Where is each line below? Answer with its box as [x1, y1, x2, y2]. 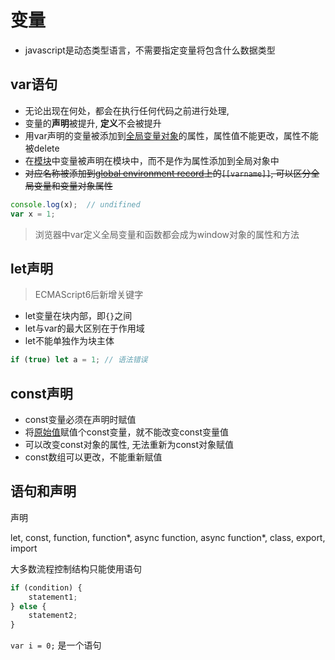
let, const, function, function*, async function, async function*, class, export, [10, 531, 326, 543]
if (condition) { [10, 582, 83, 593]
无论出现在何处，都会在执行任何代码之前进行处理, [24, 104, 230, 116]
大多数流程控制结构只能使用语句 [10, 562, 142, 575]
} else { [10, 601, 47, 611]
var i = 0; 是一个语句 [10, 639, 102, 651]
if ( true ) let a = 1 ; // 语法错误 [10, 355, 148, 365]
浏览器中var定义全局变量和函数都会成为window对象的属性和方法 [34, 228, 300, 240]
